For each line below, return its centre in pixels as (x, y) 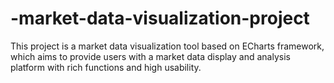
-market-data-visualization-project (160, 18)
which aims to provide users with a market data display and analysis (150, 56)
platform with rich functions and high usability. (106, 67)
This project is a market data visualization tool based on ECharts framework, (167, 46)
